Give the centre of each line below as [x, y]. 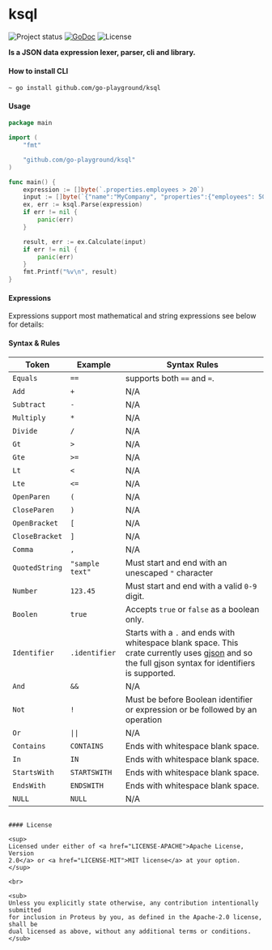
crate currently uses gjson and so [189, 653]
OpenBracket [36, 523]
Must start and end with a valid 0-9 [191, 586]
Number [25, 591]
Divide [25, 431]
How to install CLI [38, 71]
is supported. [150, 673]
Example [94, 364]
